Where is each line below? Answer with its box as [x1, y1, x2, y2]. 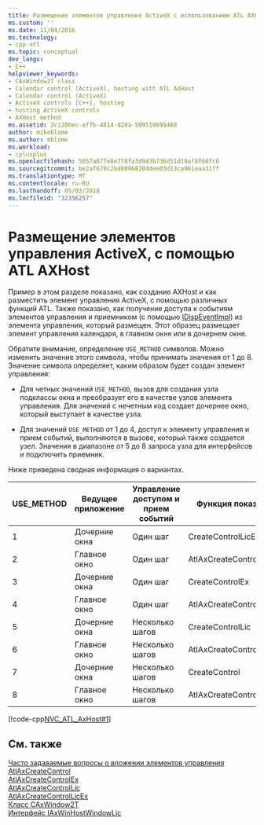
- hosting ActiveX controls [8, 107, 101, 115]
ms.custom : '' [8, 19, 55, 27]
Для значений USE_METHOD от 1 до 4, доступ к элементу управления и [19, 425, 250, 434]
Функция [196, 498, 233, 509]
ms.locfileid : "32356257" [8, 194, 93, 202]
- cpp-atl [8, 41, 41, 49]
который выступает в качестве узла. [19, 409, 143, 419]
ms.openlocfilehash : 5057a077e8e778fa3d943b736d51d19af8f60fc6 [8, 158, 220, 166]
